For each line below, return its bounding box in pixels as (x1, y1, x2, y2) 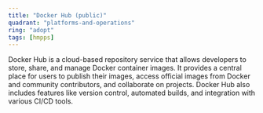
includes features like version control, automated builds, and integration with (8, 88, 256, 98)
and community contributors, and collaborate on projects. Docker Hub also (8, 80, 250, 89)
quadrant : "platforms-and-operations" (8, 19, 135, 27)
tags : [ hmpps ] (8, 33, 55, 42)
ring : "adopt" (8, 26, 55, 34)
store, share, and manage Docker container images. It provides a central (8, 64, 242, 73)
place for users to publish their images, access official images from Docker (8, 71, 251, 81)
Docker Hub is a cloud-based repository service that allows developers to (8, 55, 247, 64)
